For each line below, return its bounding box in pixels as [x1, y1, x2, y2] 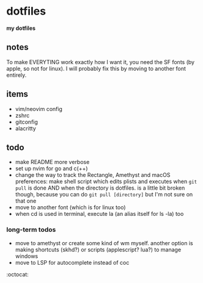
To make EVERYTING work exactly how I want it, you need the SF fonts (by [6, 58, 194, 65]
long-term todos [6, 226, 56, 234]
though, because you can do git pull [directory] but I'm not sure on [15, 191, 193, 198]
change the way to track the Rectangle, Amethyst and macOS [15, 171, 171, 179]
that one [15, 197, 37, 205]
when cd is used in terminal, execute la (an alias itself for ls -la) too [15, 210, 184, 218]
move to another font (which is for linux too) [15, 204, 126, 211]
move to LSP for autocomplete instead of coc [15, 259, 130, 266]
